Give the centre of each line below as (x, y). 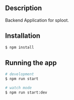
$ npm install (20, 47)
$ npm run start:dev (26, 92)
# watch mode (18, 88)
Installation (23, 36)
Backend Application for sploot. (37, 20)
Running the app (31, 62)
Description (23, 8)
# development (20, 74)
